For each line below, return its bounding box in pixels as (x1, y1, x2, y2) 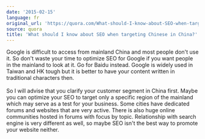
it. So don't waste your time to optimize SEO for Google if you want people (6, 55, 193, 62)
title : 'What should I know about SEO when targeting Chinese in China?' (6, 32, 198, 38)
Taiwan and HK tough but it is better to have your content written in (6, 68, 175, 75)
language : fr (6, 15, 40, 21)
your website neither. (6, 126, 60, 134)
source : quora (6, 26, 43, 32)
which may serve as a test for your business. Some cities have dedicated (6, 100, 190, 107)
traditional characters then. (6, 74, 74, 82)
